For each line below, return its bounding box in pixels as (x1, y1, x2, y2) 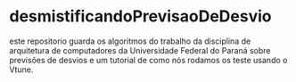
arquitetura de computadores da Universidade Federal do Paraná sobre (9, 45, 271, 55)
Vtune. (9, 64, 34, 75)
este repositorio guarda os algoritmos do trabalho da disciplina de (9, 36, 251, 46)
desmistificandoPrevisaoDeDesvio (9, 6, 272, 27)
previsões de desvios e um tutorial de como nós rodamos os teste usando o (9, 54, 288, 65)
